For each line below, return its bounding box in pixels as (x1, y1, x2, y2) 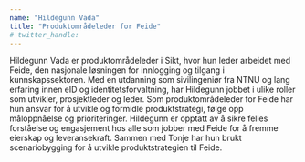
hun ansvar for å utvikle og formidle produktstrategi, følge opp (9, 104, 244, 115)
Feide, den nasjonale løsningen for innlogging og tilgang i (9, 65, 226, 76)
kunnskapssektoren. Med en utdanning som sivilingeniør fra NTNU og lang (9, 75, 290, 86)
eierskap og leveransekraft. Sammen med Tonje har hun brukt (9, 133, 242, 144)
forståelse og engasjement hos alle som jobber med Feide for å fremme (9, 123, 279, 134)
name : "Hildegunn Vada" (9, 13, 100, 23)
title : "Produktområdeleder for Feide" (9, 22, 162, 31)
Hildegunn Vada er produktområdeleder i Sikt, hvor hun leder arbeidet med (9, 56, 291, 66)
